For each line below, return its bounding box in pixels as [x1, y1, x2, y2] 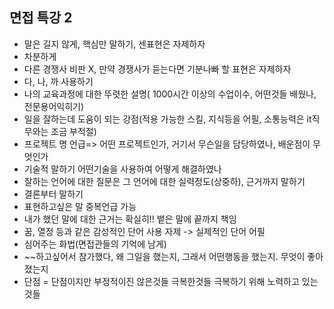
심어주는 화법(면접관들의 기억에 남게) [23, 238, 167, 250]
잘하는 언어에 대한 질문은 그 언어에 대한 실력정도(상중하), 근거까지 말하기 [23, 175, 306, 187]
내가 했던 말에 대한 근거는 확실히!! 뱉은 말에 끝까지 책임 [23, 213, 237, 225]
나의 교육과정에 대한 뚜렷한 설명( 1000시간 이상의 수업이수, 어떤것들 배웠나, [23, 88, 317, 100]
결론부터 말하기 [23, 188, 84, 200]
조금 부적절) [50, 125, 97, 137]
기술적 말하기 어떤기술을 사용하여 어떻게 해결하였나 [23, 163, 222, 175]
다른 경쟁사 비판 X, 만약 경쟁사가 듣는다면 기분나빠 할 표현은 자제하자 [23, 63, 292, 75]
